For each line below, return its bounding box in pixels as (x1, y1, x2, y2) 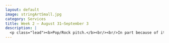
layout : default (5, 7, 39, 12)
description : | (5, 26, 37, 31)
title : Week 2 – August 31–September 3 (5, 21, 89, 26)
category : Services (5, 16, 46, 21)
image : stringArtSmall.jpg (5, 12, 62, 17)
